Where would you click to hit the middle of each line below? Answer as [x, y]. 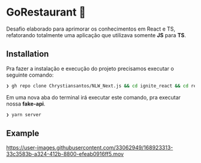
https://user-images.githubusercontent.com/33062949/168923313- [90, 148]
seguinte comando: [30, 75]
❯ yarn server [24, 114]
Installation [28, 54]
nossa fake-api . [26, 104]
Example [23, 133]
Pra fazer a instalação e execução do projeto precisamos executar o [90, 68]
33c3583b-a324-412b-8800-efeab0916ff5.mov [65, 154]
